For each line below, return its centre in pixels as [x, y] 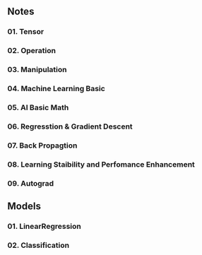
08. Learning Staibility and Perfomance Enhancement [101, 164]
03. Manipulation [37, 70]
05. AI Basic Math [38, 107]
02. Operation [32, 51]
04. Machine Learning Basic [57, 89]
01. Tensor [26, 32]
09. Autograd [31, 183]
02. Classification [38, 245]
